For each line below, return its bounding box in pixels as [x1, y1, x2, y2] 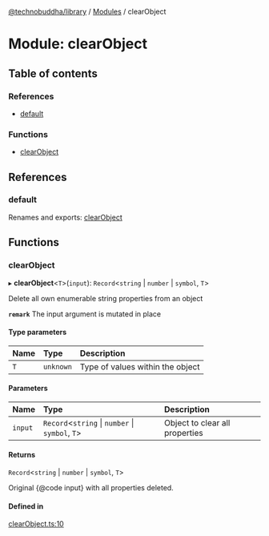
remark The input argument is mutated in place [8, 308, 162, 319]
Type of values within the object [79, 361, 200, 372]
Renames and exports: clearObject [8, 212, 122, 222]
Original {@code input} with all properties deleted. [8, 483, 174, 493]
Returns [8, 449, 36, 459]
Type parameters [8, 328, 67, 337]
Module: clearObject [8, 35, 148, 53]
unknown [42, 362, 72, 371]
